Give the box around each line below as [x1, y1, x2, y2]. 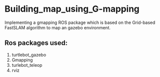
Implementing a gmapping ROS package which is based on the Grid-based [4, 19, 156, 25]
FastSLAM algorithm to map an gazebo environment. [4, 24, 111, 30]
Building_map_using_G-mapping [4, 3, 140, 15]
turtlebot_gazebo [11, 52, 46, 58]
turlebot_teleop [11, 62, 43, 68]
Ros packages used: [4, 39, 68, 47]
